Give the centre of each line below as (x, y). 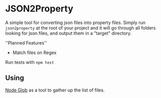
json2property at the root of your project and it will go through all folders (80, 27)
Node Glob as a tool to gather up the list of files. (55, 90)
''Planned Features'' (26, 42)
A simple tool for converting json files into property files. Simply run (75, 22)
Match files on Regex (35, 52)
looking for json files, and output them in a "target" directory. (68, 33)
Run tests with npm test (30, 62)
